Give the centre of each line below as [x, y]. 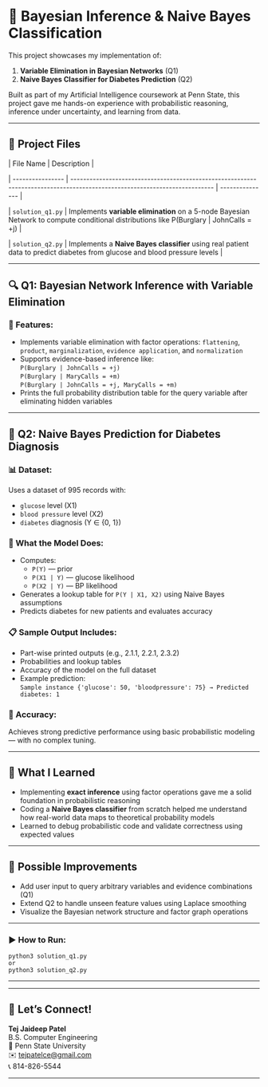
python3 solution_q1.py [48, 956]
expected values [47, 834]
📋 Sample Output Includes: [63, 632]
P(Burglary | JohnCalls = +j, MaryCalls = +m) [99, 385]
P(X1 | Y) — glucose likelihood [83, 577]
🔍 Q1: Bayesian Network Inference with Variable [131, 286]
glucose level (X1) [48, 506]
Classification [55, 33]
